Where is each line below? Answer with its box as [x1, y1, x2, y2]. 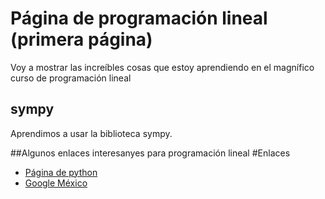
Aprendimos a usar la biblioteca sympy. [10, 127, 173, 139]
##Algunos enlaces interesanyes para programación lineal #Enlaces [10, 147, 291, 159]
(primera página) [10, 28, 153, 51]
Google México [24, 177, 88, 189]
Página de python [24, 166, 98, 178]
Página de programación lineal [10, 7, 268, 30]
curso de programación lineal [10, 72, 132, 84]
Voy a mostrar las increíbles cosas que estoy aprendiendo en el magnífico [10, 61, 315, 73]
